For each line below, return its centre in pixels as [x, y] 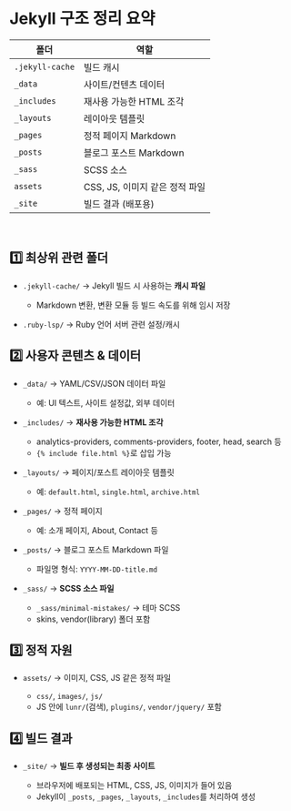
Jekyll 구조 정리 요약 [83, 19]
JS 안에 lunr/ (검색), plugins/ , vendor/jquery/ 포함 [129, 707]
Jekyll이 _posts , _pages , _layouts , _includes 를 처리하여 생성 [146, 796]
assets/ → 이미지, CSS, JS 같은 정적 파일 [96, 678]
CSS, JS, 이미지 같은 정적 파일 [145, 187]
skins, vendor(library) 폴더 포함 [93, 619]
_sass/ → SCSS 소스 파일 [68, 588]
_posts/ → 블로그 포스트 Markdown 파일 [95, 549]
